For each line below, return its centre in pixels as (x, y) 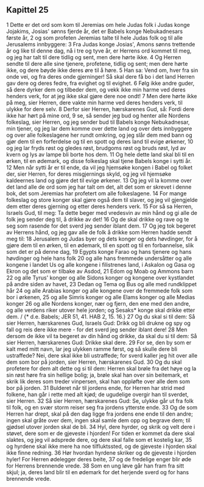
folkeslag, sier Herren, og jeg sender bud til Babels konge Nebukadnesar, (98, 122)
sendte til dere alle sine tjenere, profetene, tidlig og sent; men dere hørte (97, 63)
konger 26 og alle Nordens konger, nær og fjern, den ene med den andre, (98, 303)
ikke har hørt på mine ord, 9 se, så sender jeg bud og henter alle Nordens (98, 115)
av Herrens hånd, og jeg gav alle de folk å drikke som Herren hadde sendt (99, 232)
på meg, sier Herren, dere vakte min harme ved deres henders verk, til (94, 103)
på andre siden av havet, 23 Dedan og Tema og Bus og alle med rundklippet (101, 284)
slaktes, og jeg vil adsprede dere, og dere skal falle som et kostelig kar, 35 (99, 439)
